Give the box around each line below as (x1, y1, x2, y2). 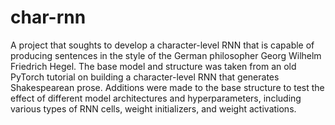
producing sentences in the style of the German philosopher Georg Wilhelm (10, 49, 322, 61)
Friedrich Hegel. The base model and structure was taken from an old (10, 60, 297, 72)
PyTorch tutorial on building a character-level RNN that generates (10, 71, 280, 83)
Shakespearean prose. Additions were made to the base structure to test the (10, 81, 325, 93)
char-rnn (10, 6, 87, 29)
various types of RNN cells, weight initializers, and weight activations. (10, 102, 297, 115)
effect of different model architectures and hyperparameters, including (10, 92, 302, 104)
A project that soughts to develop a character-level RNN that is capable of (10, 39, 315, 51)
